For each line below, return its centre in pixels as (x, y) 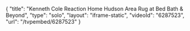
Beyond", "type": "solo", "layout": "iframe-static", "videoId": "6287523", (95, 15)
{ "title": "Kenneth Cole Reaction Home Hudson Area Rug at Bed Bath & (94, 9)
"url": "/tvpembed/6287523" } (43, 22)
